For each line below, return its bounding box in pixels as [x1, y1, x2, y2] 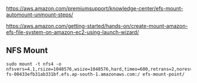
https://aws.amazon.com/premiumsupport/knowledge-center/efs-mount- [6, 5, 184, 12]
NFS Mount [6, 46, 48, 56]
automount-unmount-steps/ [6, 11, 73, 18]
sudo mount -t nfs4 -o [6, 61, 62, 67]
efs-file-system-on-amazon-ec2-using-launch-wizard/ [6, 29, 140, 36]
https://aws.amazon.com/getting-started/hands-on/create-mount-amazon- [6, 23, 188, 29]
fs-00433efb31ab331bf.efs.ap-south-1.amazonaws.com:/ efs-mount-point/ [6, 71, 185, 77]
